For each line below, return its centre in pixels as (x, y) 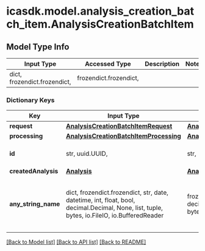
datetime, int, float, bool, (101, 200)
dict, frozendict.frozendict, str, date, (117, 192)
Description (162, 64)
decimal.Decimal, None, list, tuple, (115, 208)
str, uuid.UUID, (87, 154)
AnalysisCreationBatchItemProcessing (124, 136)
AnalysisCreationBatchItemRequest (119, 126)
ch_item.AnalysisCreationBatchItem (100, 24)
